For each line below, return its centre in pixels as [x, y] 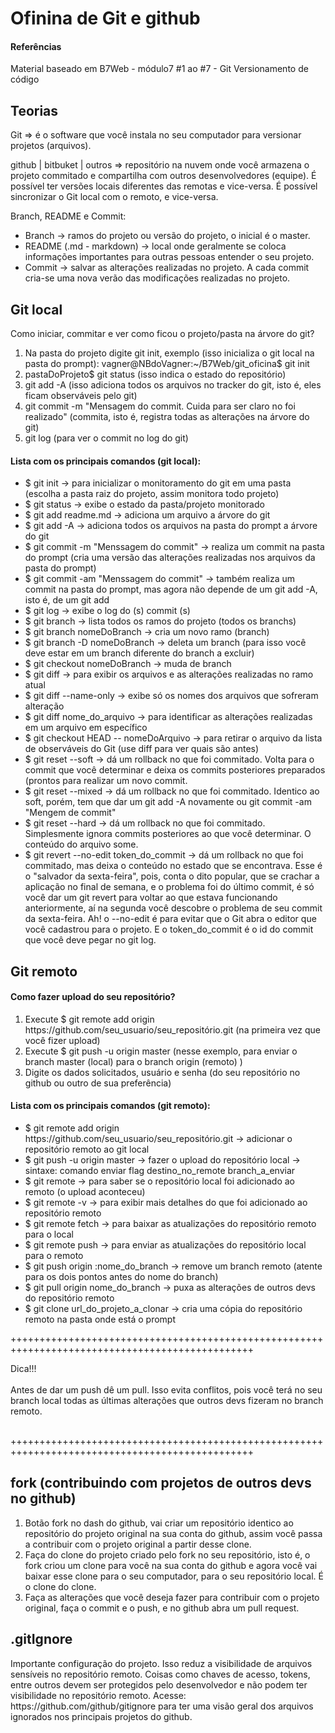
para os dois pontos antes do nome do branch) [121, 1277]
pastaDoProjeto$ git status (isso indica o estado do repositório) [155, 374]
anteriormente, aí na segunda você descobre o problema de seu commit [173, 908]
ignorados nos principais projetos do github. [101, 1716]
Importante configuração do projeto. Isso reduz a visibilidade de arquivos [161, 1663]
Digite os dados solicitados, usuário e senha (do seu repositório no [162, 1072]
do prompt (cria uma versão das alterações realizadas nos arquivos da [170, 558]
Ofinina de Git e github [105, 18]
